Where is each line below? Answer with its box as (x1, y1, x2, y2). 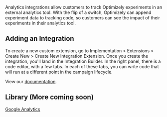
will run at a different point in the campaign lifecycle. (5, 69, 113, 75)
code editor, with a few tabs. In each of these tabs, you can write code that (5, 63, 159, 69)
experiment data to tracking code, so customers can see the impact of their (5, 15, 161, 20)
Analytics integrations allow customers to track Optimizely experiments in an (5, 4, 163, 10)
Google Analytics (5, 106, 40, 112)
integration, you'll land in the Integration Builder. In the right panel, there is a (5, 58, 161, 64)
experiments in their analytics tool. (5, 20, 76, 26)
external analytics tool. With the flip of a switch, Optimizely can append (5, 9, 152, 15)
